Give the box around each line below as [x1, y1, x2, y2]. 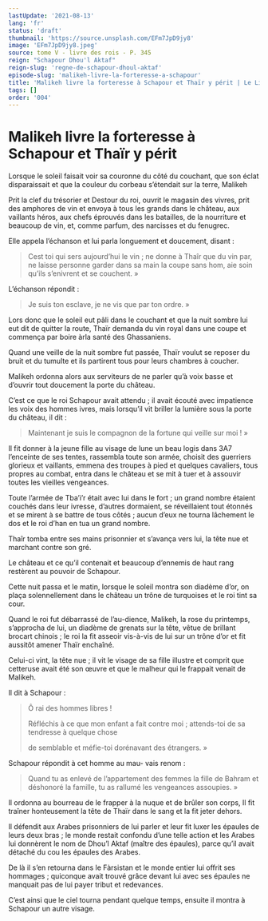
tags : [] [8, 86, 37, 94]
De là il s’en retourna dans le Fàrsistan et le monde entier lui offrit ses [8, 863, 235, 872]
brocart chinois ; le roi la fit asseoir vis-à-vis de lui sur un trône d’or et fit [8, 632, 246, 641]
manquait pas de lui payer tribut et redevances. [8, 880, 164, 890]
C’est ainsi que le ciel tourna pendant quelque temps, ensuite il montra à [8, 895, 246, 905]
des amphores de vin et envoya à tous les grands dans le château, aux [8, 204, 240, 213]
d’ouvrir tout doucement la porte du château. [8, 381, 156, 390]
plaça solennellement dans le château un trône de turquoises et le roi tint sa [8, 591, 258, 600]
